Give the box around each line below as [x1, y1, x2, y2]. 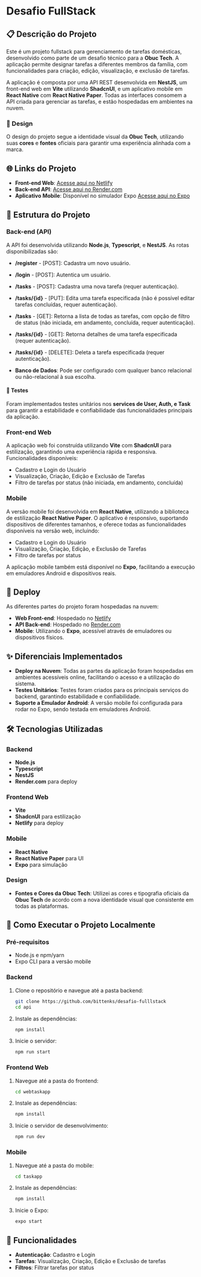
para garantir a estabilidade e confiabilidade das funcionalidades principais [6, 407, 193, 414]
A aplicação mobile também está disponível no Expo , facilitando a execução [6, 563, 196, 570]
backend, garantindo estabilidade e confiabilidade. [14, 693, 141, 700]
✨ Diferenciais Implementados [6, 651, 123, 661]
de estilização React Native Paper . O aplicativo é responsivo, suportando [6, 514, 188, 522]
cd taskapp [14, 1173, 43, 1179]
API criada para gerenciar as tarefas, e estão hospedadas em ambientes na [6, 98, 193, 105]
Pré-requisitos [6, 938, 49, 946]
